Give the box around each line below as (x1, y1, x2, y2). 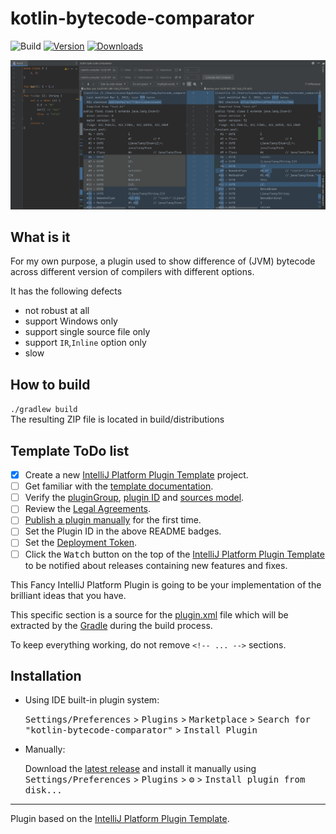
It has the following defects (10, 285, 123, 297)
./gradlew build (10, 405, 78, 415)
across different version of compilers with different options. (10, 266, 255, 278)
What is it (10, 229, 71, 246)
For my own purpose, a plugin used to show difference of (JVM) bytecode (10, 255, 316, 267)
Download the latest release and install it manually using (24, 763, 257, 775)
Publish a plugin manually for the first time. (24, 514, 202, 526)
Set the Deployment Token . (24, 537, 138, 549)
